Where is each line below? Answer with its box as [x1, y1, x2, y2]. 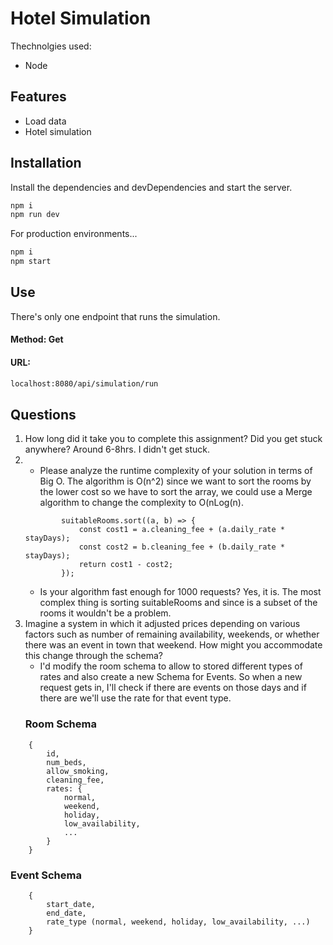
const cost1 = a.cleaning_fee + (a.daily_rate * [78, 525, 286, 535]
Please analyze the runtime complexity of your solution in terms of [39, 465, 313, 477]
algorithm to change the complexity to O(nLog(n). [39, 497, 244, 509]
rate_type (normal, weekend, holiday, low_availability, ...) [46, 917, 311, 927]
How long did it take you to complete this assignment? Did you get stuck [24, 433, 323, 445]
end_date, [46, 908, 87, 918]
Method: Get [10, 333, 64, 346]
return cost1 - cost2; [78, 560, 174, 570]
